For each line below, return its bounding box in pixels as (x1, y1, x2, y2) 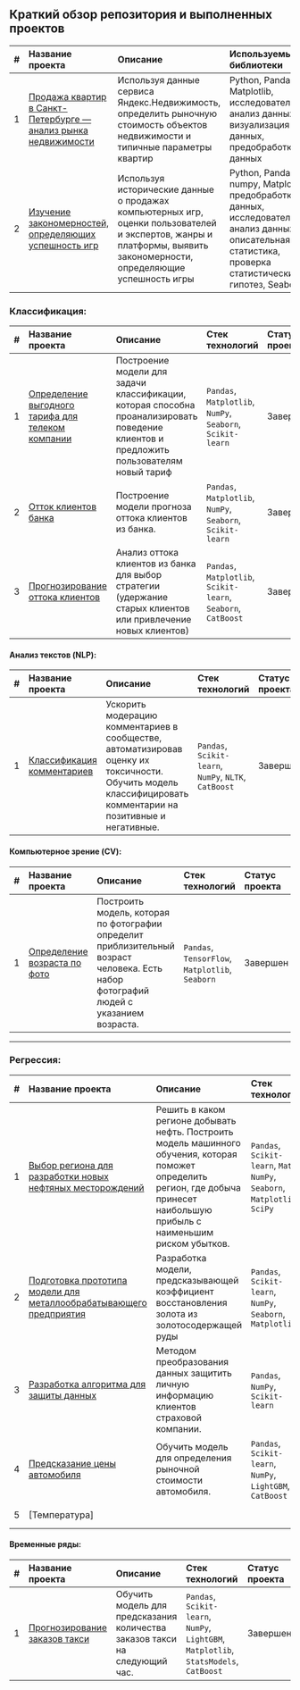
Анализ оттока (115, 547, 179, 559)
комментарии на (105, 799, 179, 811)
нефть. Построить (155, 1125, 234, 1138)
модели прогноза (115, 500, 192, 513)
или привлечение (115, 614, 192, 626)
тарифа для (28, 410, 79, 422)
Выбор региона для (28, 1159, 113, 1171)
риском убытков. (155, 1237, 230, 1250)
